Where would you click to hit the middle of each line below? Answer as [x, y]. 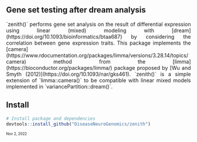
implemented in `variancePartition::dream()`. [60, 86]
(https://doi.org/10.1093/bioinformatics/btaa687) [64, 36]
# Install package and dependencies [51, 119]
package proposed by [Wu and [152, 67]
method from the [100, 62]
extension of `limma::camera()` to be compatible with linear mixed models [98, 80]
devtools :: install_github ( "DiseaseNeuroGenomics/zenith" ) [78, 124]
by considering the [161, 36]
